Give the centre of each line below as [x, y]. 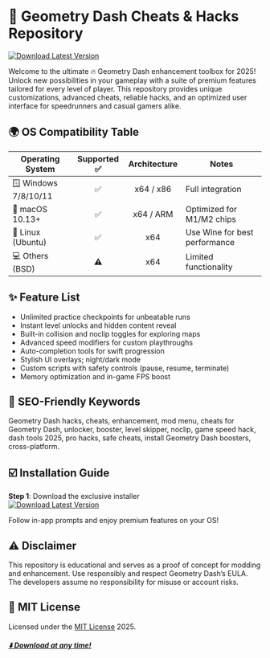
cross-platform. [34, 447]
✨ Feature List [44, 298]
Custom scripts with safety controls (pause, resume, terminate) [125, 368]
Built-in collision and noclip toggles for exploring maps [110, 333]
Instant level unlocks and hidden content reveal [98, 325]
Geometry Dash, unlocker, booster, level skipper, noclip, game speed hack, [132, 430]
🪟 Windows [35, 182]
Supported [98, 158]
